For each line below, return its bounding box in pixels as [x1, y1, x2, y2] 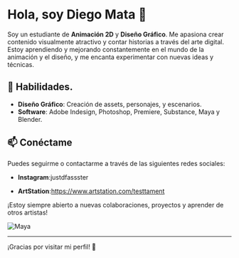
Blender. [17, 115, 43, 123]
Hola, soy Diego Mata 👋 [7, 6, 147, 23]
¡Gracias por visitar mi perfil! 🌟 [7, 242, 97, 251]
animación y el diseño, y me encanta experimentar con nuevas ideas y [7, 53, 214, 61]
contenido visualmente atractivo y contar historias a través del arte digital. [7, 37, 225, 46]
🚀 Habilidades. [7, 81, 73, 93]
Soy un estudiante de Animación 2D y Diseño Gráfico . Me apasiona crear [7, 30, 224, 38]
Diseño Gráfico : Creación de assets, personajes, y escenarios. [17, 100, 202, 108]
